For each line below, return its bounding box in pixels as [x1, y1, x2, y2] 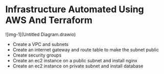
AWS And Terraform [5, 14, 93, 26]
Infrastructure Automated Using [5, 4, 144, 15]
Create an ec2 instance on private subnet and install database [12, 63, 144, 69]
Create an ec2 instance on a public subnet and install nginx [12, 57, 138, 63]
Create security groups [12, 52, 62, 58]
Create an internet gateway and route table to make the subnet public [12, 46, 159, 53]
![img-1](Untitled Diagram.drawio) [5, 31, 76, 37]
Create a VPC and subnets [12, 41, 69, 47]
